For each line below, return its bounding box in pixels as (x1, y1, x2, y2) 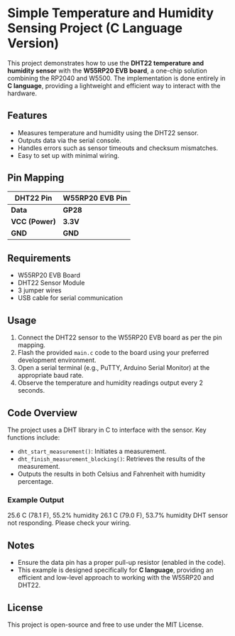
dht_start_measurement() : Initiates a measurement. (17, 447, 167, 455)
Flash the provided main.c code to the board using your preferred (17, 349, 209, 357)
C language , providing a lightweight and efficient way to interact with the (7, 81, 221, 90)
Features (7, 110, 48, 122)
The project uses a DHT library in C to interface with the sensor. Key (7, 425, 207, 434)
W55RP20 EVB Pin (62, 193, 128, 203)
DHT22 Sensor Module (17, 279, 85, 287)
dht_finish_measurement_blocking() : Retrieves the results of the (17, 455, 206, 463)
